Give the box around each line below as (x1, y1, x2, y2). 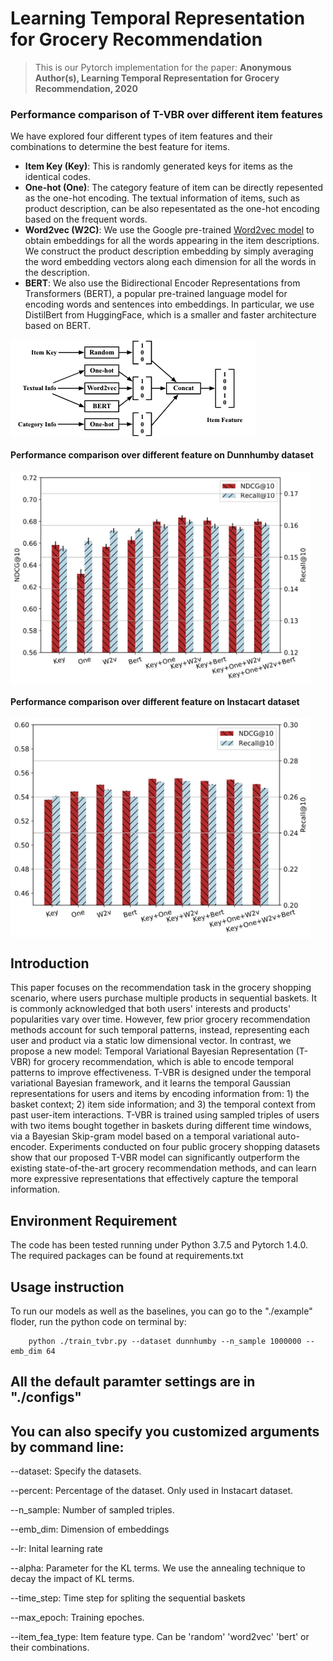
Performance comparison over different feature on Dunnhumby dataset (10, 448, 314, 461)
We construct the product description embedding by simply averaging (24, 245, 314, 257)
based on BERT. (24, 320, 92, 332)
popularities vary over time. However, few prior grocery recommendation (10, 1013, 311, 1026)
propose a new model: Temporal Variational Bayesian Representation (10, 1045, 294, 1057)
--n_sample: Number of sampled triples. (10, 1504, 175, 1516)
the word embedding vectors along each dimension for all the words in (24, 256, 317, 268)
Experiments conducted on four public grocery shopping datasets (48, 1141, 321, 1153)
